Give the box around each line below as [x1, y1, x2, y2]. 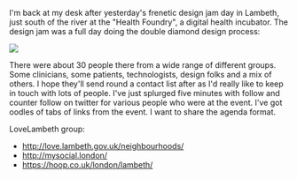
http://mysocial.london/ [21, 150, 108, 160]
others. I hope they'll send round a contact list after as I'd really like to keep [9, 78, 284, 89]
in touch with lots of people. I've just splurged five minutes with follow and [9, 88, 281, 98]
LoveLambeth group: [9, 123, 86, 134]
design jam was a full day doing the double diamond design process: [9, 26, 261, 36]
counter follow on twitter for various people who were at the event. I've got [9, 97, 283, 108]
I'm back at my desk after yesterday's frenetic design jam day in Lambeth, [9, 8, 279, 18]
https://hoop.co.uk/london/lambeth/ [21, 160, 153, 170]
